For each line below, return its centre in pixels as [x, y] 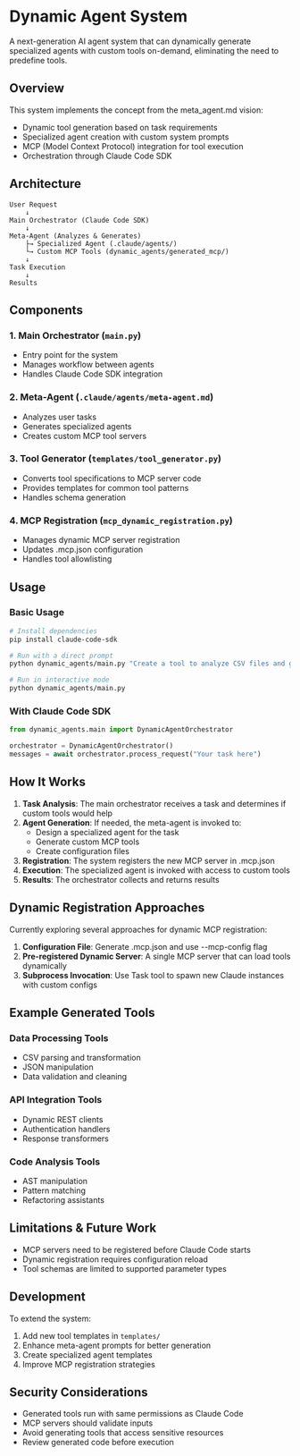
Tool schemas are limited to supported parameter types [125, 1268]
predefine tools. [38, 60]
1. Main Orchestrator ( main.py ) [75, 335]
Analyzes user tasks [59, 417]
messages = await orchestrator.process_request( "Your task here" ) [135, 754]
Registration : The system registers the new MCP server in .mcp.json [148, 860]
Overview [37, 88]
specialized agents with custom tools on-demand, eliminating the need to [144, 50]
